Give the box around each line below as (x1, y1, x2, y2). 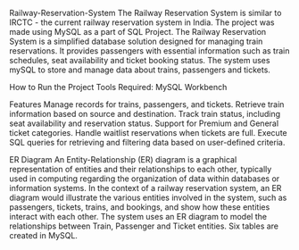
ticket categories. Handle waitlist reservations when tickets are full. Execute (9, 128, 287, 137)
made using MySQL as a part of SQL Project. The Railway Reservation (9, 27, 267, 37)
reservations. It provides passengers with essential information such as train (9, 46, 290, 56)
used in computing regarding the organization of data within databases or (9, 173, 280, 184)
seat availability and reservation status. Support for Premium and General (9, 118, 279, 129)
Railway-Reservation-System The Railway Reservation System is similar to (9, 8, 282, 18)
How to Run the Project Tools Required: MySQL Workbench (9, 82, 228, 92)
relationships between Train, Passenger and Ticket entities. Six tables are (9, 221, 279, 231)
